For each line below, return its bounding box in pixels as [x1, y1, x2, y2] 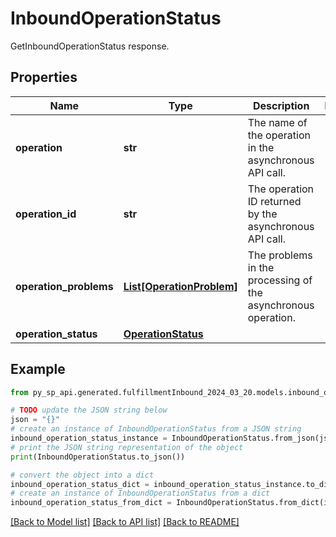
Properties [10, 69, 78, 86]
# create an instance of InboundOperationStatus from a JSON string [10, 424, 302, 434]
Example [10, 361, 66, 378]
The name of [247, 115, 308, 129]
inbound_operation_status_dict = [10, 479, 150, 489]
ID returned [247, 194, 302, 208]
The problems [247, 248, 313, 262]
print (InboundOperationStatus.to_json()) [10, 452, 186, 462]
